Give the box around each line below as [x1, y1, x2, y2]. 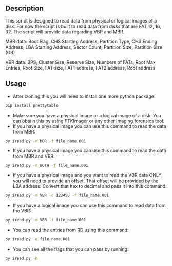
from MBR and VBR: [12, 153, 55, 159]
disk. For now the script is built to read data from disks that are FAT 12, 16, [5, 23, 161, 29]
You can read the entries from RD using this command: [12, 227, 129, 233]
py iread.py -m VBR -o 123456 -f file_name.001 [5, 193, 109, 198]
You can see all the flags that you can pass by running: [12, 246, 129, 252]
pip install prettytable [5, 103, 59, 108]
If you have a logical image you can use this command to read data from [12, 202, 166, 209]
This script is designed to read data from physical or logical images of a [5, 17, 157, 24]
